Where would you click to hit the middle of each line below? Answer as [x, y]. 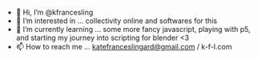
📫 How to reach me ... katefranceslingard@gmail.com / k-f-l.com [124, 47]
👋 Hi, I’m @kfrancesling [54, 12]
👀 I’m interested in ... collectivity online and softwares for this [117, 21]
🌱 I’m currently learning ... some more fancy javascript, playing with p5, [133, 29]
